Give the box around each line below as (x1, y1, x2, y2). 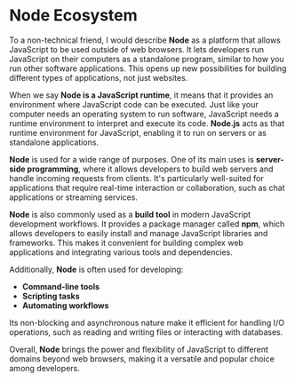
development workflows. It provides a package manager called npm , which (9, 219, 285, 229)
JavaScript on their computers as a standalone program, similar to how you (9, 53, 284, 64)
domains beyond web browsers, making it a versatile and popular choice (9, 353, 275, 364)
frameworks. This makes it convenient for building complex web (9, 237, 244, 248)
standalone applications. (9, 137, 100, 147)
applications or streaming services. (9, 192, 138, 203)
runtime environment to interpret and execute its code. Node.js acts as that (9, 117, 285, 129)
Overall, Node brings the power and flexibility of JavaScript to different (9, 344, 269, 354)
